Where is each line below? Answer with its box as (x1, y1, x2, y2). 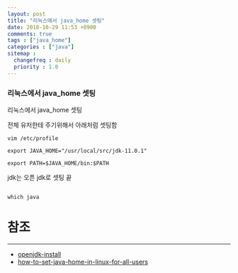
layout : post (7, 10, 46, 18)
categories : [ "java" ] (7, 43, 74, 50)
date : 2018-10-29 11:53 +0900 (7, 23, 97, 31)
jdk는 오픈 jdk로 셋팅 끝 (7, 173, 72, 181)
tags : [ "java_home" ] (7, 37, 72, 44)
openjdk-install (17, 250, 62, 258)
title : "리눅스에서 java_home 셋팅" (7, 17, 105, 24)
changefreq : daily (13, 57, 72, 64)
